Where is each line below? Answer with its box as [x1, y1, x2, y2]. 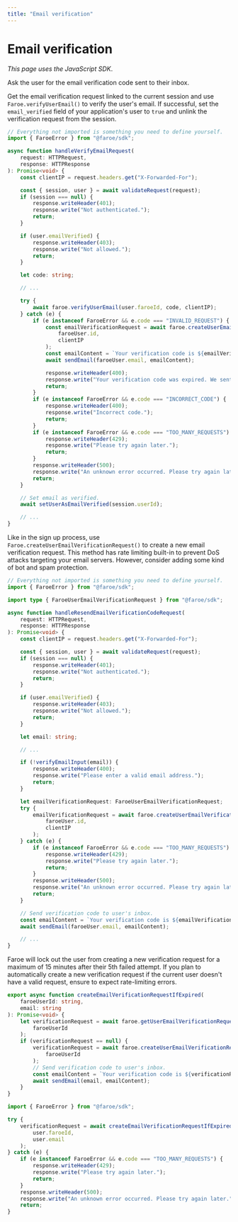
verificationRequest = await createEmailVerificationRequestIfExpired [20, 1122, 233, 1130]
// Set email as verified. [20, 494, 100, 501]
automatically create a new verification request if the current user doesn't [7, 970, 222, 979]
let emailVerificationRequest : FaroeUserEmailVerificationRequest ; [20, 798, 223, 805]
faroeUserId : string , [20, 998, 84, 1006]
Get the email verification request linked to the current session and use [7, 91, 215, 100]
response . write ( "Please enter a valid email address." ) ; [33, 772, 204, 779]
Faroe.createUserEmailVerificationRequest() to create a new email [7, 540, 205, 550]
